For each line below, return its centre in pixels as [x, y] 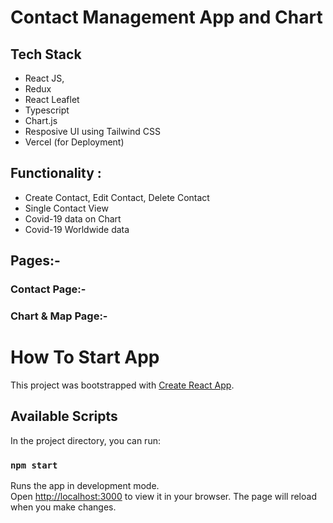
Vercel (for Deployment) [74, 142]
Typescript [47, 110]
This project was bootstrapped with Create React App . [122, 385]
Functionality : [56, 173]
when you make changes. [63, 507]
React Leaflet [52, 99]
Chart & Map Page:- [59, 316]
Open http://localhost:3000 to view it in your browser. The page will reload [163, 497]
